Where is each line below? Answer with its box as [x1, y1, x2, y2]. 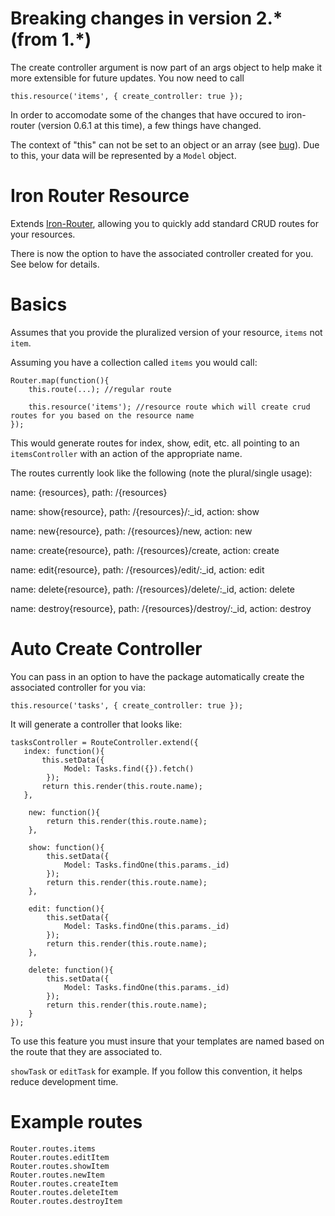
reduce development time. [10, 1075, 119, 1087]
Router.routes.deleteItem [10, 1187, 118, 1197]
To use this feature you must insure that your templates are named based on [10, 1035, 325, 1047]
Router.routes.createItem [10, 1178, 118, 1189]
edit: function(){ [28, 903, 105, 914]
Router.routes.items [10, 1143, 97, 1154]
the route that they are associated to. [10, 1045, 163, 1057]
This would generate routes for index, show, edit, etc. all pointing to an [10, 437, 300, 449]
